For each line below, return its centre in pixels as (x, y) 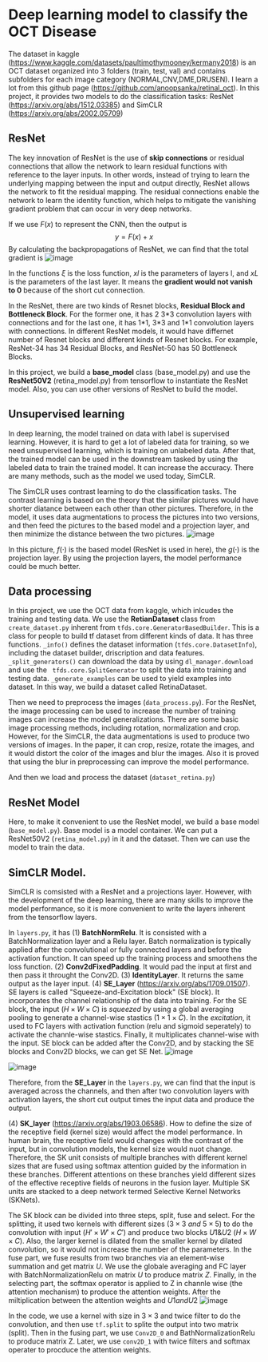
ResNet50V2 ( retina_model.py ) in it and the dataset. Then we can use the (129, 839)
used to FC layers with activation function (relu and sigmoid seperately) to (130, 1026)
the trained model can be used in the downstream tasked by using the (123, 459)
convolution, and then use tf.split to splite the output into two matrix (124, 1324)
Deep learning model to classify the (128, 15)
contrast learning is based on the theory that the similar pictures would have (134, 500)
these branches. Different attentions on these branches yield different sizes (132, 1174)
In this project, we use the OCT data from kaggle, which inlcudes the (121, 611)
